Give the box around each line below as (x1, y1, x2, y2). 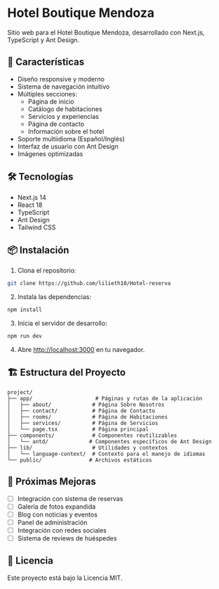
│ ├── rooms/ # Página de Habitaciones (7, 413, 168, 420)
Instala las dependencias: (17, 293, 91, 301)
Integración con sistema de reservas (17, 494, 124, 502)
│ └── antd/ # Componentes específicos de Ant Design (7, 438, 212, 445)
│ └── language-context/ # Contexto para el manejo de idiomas (7, 450, 206, 457)
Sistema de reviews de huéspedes (17, 533, 117, 543)
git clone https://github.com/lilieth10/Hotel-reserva (7, 280, 171, 287)
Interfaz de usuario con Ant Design (17, 142, 119, 151)
